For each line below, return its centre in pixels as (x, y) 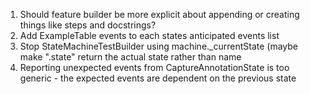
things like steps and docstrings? (88, 25)
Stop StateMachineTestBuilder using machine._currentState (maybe (159, 46)
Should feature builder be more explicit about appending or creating (159, 14)
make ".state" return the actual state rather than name (130, 57)
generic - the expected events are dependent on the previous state (158, 78)
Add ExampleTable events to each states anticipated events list (149, 35)
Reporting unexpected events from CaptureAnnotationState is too (154, 67)
